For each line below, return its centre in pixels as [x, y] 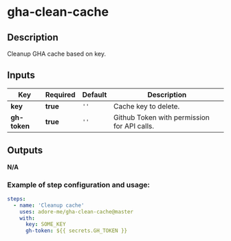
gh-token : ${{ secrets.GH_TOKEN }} [76, 231]
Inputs [21, 75]
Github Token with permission [161, 117]
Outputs [25, 151]
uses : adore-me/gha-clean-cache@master [77, 211]
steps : [16, 199]
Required [60, 95]
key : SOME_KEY [46, 225]
